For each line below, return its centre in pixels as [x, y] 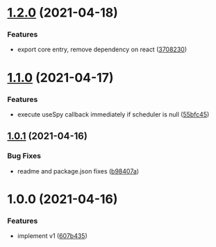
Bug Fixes [24, 156]
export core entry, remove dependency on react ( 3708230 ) [102, 49]
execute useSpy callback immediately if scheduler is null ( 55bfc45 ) [113, 114]
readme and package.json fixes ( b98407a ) [78, 171]
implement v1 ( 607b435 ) [52, 236]
